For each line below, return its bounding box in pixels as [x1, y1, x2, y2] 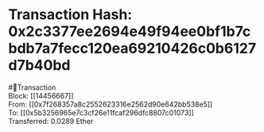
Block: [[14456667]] [8, 91, 74, 100]
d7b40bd [8, 56, 71, 75]
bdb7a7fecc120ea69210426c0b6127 [8, 40, 257, 57]
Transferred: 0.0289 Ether [8, 116, 94, 126]
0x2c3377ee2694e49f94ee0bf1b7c [8, 22, 251, 41]
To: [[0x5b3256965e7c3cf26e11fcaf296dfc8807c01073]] [8, 107, 195, 117]
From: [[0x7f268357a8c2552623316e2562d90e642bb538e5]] [8, 99, 213, 109]
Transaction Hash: [8, 6, 133, 24]
